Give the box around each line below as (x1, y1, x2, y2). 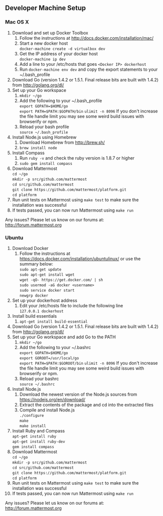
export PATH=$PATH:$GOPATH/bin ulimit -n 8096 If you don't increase (19, 108, 158, 114)
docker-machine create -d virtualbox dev (19, 46, 105, 51)
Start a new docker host (19, 40, 68, 46)
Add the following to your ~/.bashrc (19, 344, 92, 350)
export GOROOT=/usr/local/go (19, 355, 79, 360)
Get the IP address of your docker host (19, 51, 98, 56)
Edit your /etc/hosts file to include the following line (19, 302, 123, 308)
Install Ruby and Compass (12, 428, 65, 434)
